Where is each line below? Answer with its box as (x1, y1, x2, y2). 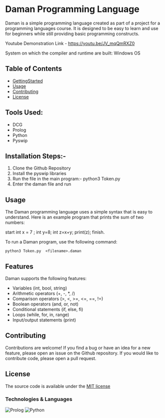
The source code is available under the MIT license (5, 383, 111, 389)
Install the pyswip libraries (12, 170, 66, 176)
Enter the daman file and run (12, 181, 71, 187)
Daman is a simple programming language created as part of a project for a (5, 20, 160, 26)
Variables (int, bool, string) (12, 285, 67, 291)
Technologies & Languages (5, 395, 72, 402)
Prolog (12, 126, 26, 133)
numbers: (5, 219, 25, 225)
